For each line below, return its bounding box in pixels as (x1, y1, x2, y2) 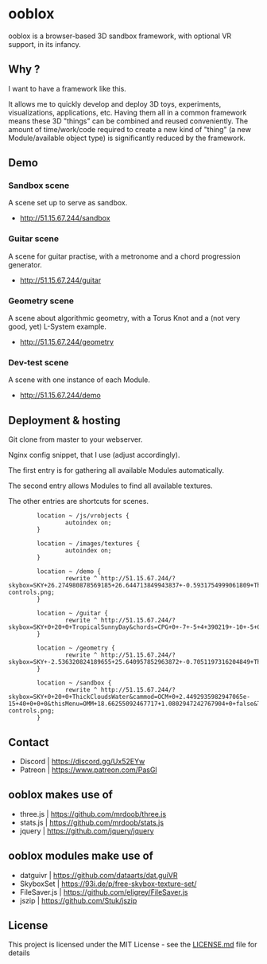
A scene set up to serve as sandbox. (8, 198, 128, 208)
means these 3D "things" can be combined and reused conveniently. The (8, 116, 249, 126)
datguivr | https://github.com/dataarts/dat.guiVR (19, 870, 178, 880)
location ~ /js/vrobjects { (37, 512, 130, 520)
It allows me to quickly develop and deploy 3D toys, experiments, (8, 99, 222, 108)
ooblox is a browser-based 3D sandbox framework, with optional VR (8, 31, 232, 41)
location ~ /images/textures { (37, 540, 141, 548)
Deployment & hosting (8, 413, 121, 427)
